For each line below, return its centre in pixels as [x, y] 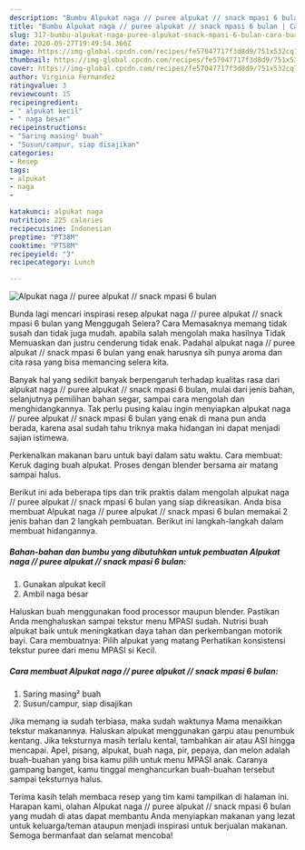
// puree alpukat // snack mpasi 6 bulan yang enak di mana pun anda [138, 418]
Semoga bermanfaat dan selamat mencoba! [91, 835]
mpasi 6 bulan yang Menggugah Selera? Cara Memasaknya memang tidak [148, 324]
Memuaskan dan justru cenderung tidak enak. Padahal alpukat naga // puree [152, 343]
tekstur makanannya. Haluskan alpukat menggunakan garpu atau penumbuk [152, 731]
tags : [20, 170]
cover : [22, 69]
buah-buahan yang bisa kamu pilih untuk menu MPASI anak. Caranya [138, 760]
